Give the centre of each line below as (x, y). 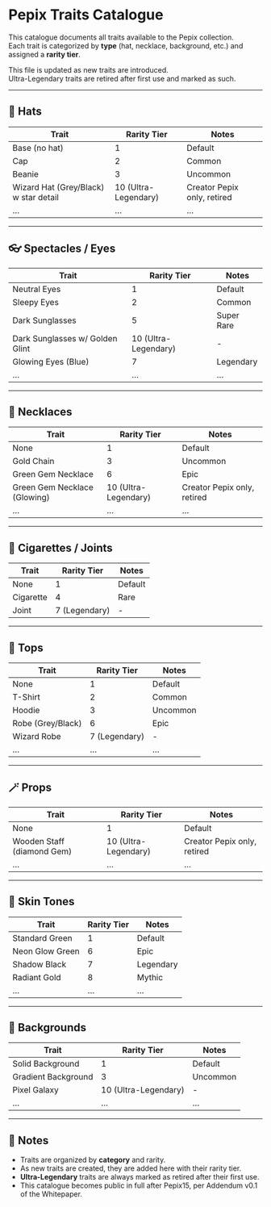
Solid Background (46, 1064)
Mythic (150, 977)
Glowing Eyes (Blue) (51, 361)
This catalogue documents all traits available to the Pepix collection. (121, 37)
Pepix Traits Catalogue (86, 15)
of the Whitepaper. (51, 1194)
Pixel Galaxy (35, 1090)
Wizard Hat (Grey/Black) (58, 187)
